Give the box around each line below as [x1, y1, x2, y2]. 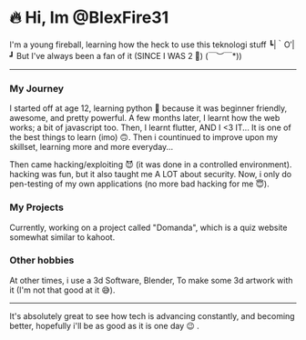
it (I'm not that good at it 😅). [9, 285, 116, 295]
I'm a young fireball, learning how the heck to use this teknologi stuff [9, 39, 267, 50]
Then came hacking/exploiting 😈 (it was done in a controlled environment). [9, 159, 292, 170]
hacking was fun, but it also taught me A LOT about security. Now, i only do [9, 169, 292, 180]
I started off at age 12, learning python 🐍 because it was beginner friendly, [9, 103, 288, 114]
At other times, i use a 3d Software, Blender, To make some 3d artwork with [9, 275, 293, 285]
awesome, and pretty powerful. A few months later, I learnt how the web [9, 113, 280, 124]
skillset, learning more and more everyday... [9, 142, 174, 153]
